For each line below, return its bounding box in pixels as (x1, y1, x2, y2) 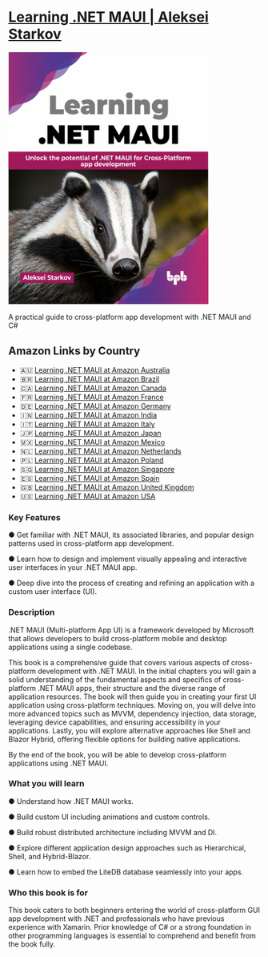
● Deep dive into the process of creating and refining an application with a (8, 578, 254, 588)
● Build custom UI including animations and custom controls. (8, 812, 210, 822)
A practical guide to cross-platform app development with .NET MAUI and (8, 313, 252, 322)
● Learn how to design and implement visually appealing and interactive (8, 554, 247, 564)
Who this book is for (8, 886, 88, 898)
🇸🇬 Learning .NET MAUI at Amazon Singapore (19, 464, 175, 474)
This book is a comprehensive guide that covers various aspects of (8, 657, 230, 667)
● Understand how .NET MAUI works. (8, 796, 134, 806)
